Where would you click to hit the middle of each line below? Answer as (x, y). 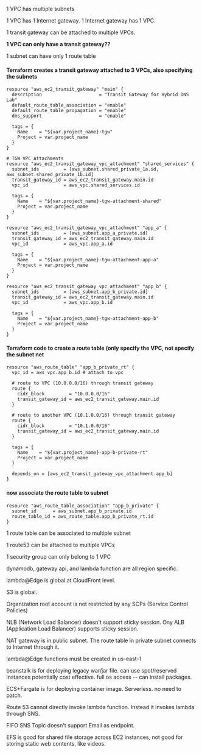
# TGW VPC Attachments (35, 159)
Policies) (17, 610)
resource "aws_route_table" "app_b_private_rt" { (71, 367)
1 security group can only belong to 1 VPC (59, 556)
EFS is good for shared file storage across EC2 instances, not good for (95, 737)
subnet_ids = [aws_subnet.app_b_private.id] (80, 292)
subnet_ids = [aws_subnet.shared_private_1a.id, (85, 169)
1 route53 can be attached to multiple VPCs (61, 545)
